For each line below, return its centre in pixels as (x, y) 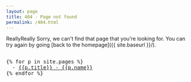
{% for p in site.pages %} (45, 62)
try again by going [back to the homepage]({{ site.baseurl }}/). (81, 45)
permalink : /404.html (33, 22)
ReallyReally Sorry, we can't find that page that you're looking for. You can (96, 39)
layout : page (22, 11)
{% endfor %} (25, 74)
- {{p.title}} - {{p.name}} (52, 68)
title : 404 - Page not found (42, 17)
